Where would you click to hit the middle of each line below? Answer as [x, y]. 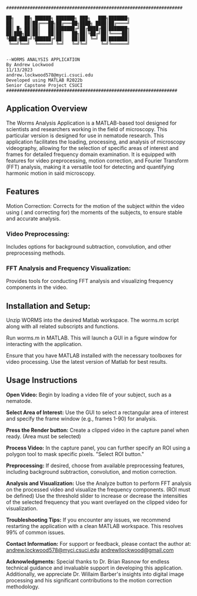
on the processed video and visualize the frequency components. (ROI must [98, 489]
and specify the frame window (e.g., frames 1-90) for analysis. [82, 418]
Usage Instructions [42, 380]
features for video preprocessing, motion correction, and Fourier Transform [98, 160]
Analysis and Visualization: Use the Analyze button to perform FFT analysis [99, 483]
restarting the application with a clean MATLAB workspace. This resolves [95, 526]
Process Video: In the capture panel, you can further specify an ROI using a [98, 448]
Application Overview [47, 109]
